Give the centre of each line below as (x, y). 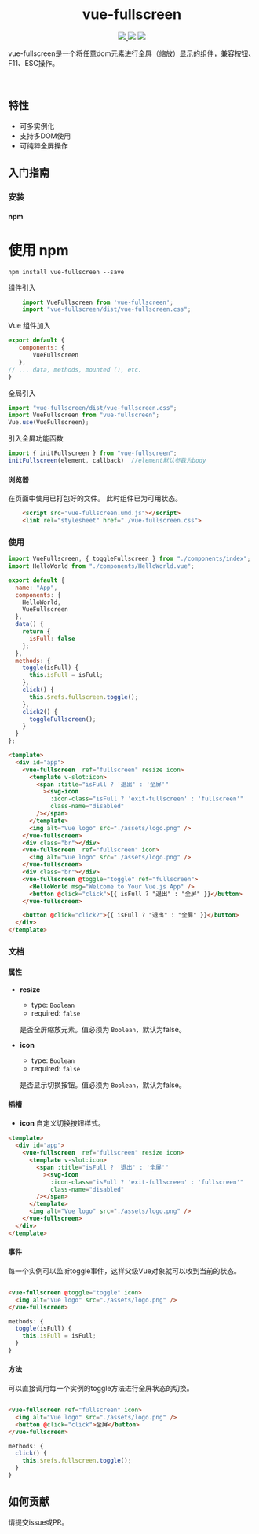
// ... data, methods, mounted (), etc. (75, 370)
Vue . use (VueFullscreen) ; (49, 423)
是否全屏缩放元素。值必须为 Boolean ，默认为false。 (102, 1030)
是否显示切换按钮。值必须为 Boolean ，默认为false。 (102, 1085)
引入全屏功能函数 (36, 438)
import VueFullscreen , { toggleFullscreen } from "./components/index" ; (129, 559)
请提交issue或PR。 (38, 1522)
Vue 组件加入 (29, 326)
